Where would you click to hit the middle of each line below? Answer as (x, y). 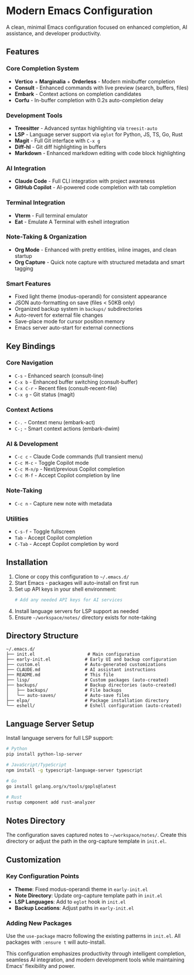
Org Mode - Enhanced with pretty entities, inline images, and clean (96, 249)
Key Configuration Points (42, 876)
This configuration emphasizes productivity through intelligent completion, (96, 954)
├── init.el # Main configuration (73, 654)
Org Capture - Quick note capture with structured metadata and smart (99, 262)
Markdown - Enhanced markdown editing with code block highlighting (100, 153)
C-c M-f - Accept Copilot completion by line (67, 475)
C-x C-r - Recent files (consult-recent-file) (66, 388)
